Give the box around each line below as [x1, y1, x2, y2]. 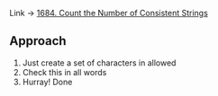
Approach [9, 33, 67, 48]
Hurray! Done [22, 76, 73, 87]
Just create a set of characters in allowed [22, 57, 177, 68]
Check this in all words [22, 66, 107, 77]
